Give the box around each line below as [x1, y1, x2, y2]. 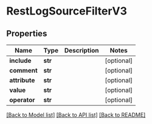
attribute [9, 76, 35, 84]
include [9, 56, 32, 65]
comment [9, 67, 38, 74]
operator [9, 96, 35, 104]
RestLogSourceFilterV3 [6, 4, 128, 18]
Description [64, 47, 99, 54]
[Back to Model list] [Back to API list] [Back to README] [6, 111, 146, 119]
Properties [6, 28, 47, 39]
